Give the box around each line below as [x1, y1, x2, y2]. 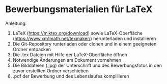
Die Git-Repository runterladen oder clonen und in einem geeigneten [12, 40, 157, 47]
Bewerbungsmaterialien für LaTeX [5, 4, 153, 15]
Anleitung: [5, 20, 27, 26]
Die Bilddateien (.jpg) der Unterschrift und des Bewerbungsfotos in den [12, 62, 162, 68]
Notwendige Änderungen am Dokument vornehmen [12, 57, 121, 63]
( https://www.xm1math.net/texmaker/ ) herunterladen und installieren [12, 35, 156, 41]
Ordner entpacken [12, 46, 51, 52]
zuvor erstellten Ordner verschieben [12, 67, 89, 74]
